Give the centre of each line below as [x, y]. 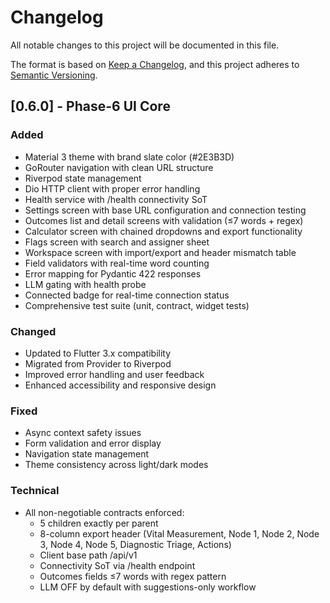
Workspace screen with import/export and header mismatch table [160, 252]
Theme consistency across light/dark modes [116, 465]
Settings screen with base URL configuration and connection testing [165, 210]
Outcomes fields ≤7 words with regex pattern [133, 576]
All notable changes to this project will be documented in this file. [145, 45]
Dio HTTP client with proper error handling [112, 188]
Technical [35, 491]
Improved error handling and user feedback [114, 374]
